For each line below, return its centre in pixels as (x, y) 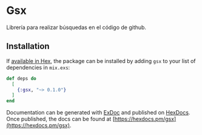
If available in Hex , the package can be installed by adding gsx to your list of (101, 61)
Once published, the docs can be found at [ (61, 119)
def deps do (21, 78)
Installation (28, 46)
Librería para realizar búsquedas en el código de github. (76, 27)
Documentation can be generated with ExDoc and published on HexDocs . (98, 113)
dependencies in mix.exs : (38, 67)
